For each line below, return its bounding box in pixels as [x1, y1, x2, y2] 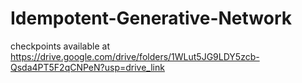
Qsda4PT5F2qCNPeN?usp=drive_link [10, 61, 165, 73]
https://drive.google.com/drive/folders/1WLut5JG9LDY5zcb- [10, 50, 260, 62]
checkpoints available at [10, 40, 110, 52]
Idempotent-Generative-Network [10, 7, 293, 30]
